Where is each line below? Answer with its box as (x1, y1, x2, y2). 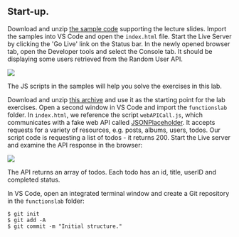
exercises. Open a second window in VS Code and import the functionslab (7, 103, 228, 111)
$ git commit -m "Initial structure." (7, 223, 122, 230)
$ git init (7, 210, 40, 217)
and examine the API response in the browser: (7, 140, 143, 149)
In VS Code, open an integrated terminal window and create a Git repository (7, 189, 230, 197)
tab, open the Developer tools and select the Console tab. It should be (7, 47, 213, 55)
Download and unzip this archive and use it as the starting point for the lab (7, 95, 225, 104)
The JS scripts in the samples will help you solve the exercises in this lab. (7, 82, 223, 90)
